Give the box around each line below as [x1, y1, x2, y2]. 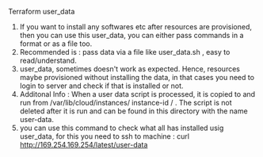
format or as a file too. [19, 39, 93, 48]
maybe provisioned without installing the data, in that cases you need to [19, 73, 255, 82]
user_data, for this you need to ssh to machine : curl [19, 132, 190, 141]
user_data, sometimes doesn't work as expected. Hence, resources [19, 64, 240, 74]
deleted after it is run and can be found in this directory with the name [19, 106, 248, 116]
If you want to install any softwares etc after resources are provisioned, [19, 22, 252, 31]
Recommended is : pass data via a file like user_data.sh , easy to [19, 48, 231, 56]
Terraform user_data [8, 7, 75, 16]
